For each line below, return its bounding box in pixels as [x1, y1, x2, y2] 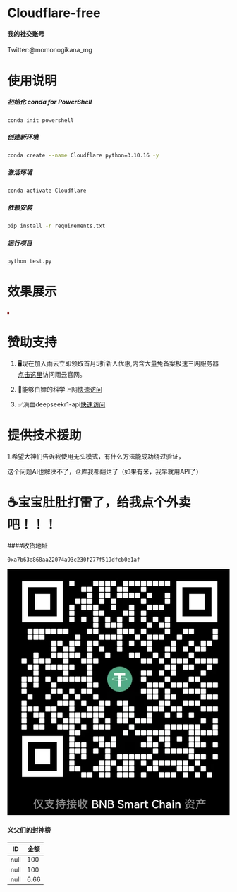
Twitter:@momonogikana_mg [7, 46, 93, 54]
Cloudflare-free [7, 5, 101, 21]
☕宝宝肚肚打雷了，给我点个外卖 [7, 494, 191, 510]
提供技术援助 [7, 427, 83, 443]
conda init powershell [7, 116, 74, 124]
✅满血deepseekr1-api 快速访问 [17, 400, 106, 409]
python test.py [7, 258, 52, 265]
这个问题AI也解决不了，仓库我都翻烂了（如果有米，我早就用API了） [7, 467, 202, 476]
